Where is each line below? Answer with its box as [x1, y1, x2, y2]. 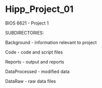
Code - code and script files [5, 49, 63, 55]
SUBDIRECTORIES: [5, 29, 44, 35]
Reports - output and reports [5, 58, 64, 64]
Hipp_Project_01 [5, 3, 74, 15]
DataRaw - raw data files [5, 78, 56, 84]
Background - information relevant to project [5, 39, 97, 45]
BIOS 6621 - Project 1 [5, 20, 49, 26]
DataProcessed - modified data [5, 68, 70, 74]
